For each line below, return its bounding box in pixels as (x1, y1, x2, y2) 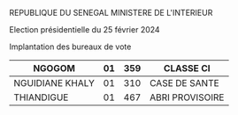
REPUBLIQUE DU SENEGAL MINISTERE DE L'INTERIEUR (9, 8, 213, 18)
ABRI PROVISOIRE (149, 91, 225, 104)
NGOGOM (33, 62, 75, 74)
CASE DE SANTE (149, 77, 219, 89)
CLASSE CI (163, 62, 211, 74)
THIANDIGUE (13, 91, 69, 104)
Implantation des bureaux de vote (9, 41, 132, 52)
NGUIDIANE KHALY (13, 77, 96, 89)
